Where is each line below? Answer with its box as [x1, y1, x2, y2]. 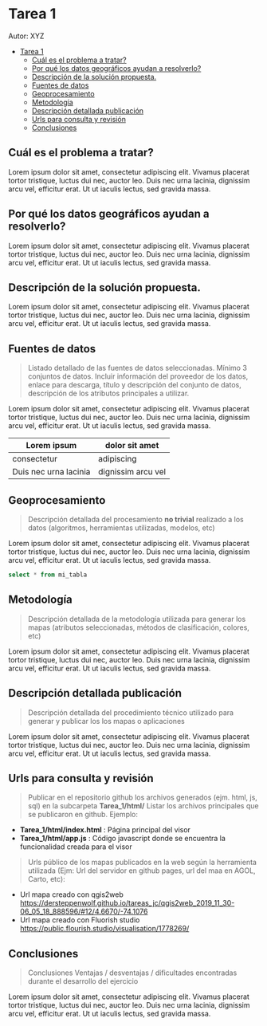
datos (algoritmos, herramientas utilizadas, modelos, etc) [27, 523, 215, 533]
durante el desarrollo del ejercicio [27, 977, 139, 986]
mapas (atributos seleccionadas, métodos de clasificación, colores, [27, 623, 249, 632]
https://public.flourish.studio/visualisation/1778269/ [19, 924, 190, 934]
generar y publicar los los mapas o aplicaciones [27, 716, 185, 725]
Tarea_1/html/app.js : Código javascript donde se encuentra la [19, 834, 226, 843]
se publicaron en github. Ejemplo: [27, 810, 138, 820]
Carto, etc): [27, 875, 65, 884]
